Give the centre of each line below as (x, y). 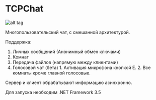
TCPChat (24, 9)
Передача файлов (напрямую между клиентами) (65, 62)
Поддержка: (18, 42)
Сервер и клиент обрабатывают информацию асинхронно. (69, 82)
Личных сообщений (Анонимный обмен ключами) (66, 51)
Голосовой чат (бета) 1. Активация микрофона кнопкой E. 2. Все (82, 67)
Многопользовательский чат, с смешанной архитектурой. (68, 32)
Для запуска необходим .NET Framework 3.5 (53, 92)
